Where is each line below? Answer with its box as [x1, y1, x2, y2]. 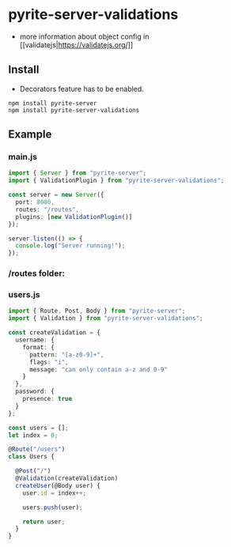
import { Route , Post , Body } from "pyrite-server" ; [8, 307, 186, 315]
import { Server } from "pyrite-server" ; [8, 169, 147, 177]
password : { [15, 387, 55, 396]
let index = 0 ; [8, 431, 59, 439]
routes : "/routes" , [15, 206, 80, 213]
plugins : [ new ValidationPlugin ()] [15, 213, 133, 221]
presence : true [22, 395, 73, 403]
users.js [8, 289, 40, 300]
